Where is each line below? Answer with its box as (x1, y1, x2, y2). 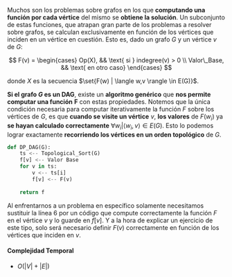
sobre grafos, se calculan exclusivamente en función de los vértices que (7, 28, 214, 36)
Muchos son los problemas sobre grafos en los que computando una (7, 6, 206, 14)
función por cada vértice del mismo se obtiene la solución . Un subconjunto (7, 13, 225, 21)
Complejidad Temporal (7, 247, 74, 255)
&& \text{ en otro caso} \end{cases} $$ (60, 64, 172, 71)
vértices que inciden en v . (7, 231, 81, 239)
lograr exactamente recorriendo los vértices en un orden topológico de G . (7, 130, 222, 138)
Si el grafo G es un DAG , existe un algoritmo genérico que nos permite (7, 90, 211, 98)
